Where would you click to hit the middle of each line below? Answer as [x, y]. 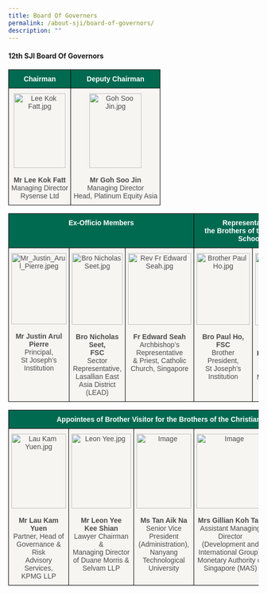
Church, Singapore [160, 368]
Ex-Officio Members [101, 223]
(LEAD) [97, 392]
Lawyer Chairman [101, 536]
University [164, 568]
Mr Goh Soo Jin [116, 180]
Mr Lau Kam [39, 520]
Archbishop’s [160, 344]
